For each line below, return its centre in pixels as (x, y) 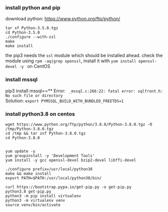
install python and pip (33, 8)
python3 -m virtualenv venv (35, 200)
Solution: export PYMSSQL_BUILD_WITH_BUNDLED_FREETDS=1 (65, 101)
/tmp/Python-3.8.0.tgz (29, 129)
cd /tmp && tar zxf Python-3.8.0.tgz (46, 133)
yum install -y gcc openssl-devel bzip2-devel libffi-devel (71, 160)
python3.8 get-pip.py (28, 191)
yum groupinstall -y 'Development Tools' (50, 156)
